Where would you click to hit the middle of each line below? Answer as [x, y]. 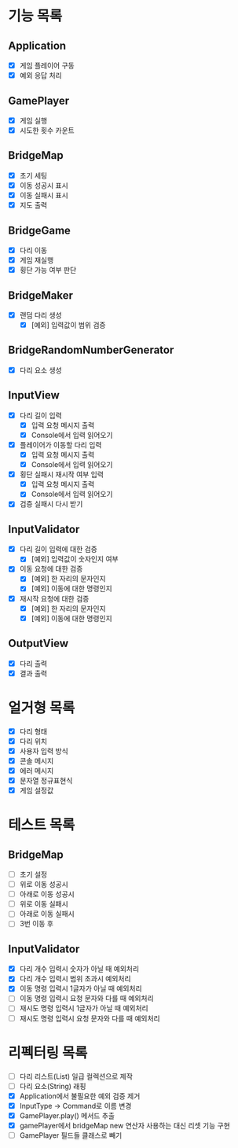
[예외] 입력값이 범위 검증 [68, 325]
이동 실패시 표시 [44, 195]
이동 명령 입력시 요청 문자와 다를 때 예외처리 [87, 999]
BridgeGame [39, 230]
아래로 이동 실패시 [47, 914]
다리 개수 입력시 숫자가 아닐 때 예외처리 [79, 969]
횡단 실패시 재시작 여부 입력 [62, 475]
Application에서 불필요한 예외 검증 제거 [80, 1096]
